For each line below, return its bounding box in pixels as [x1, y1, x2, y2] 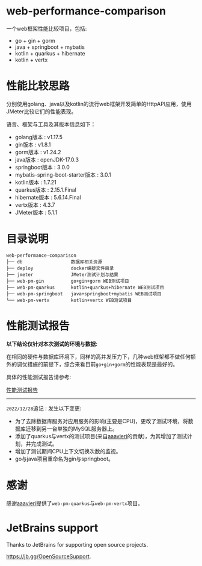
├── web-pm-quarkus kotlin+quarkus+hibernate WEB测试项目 [6, 285, 164, 291]
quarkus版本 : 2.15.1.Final [14, 186, 76, 193]
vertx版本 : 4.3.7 [14, 201, 55, 209]
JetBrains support [6, 521, 99, 535]
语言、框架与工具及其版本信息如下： [6, 121, 96, 128]
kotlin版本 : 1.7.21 [14, 178, 57, 186]
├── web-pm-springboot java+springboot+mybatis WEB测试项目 [6, 291, 162, 297]
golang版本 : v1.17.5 [14, 133, 63, 140]
